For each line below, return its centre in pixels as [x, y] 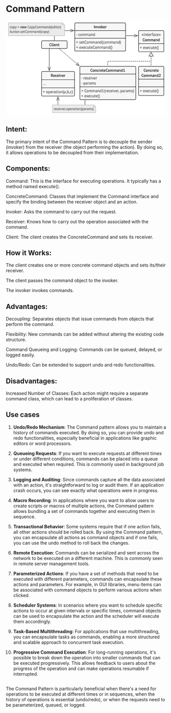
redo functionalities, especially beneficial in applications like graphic [85, 438]
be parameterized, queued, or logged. [46, 705]
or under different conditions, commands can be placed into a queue [86, 459]
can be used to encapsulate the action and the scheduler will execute [86, 616]
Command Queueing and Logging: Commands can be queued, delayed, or [84, 350]
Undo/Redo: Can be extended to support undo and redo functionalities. [81, 365]
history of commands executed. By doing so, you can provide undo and [88, 432]
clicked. [21, 595]
